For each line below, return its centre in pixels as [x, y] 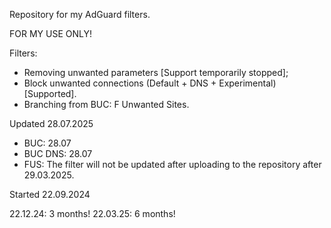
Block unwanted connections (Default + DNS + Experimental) [150, 83]
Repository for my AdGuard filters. [80, 14]
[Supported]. [50, 93]
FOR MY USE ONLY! [50, 33]
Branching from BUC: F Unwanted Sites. [106, 104]
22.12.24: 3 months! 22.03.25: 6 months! [92, 213]
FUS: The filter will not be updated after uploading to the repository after [172, 164]
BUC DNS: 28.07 [58, 153]
